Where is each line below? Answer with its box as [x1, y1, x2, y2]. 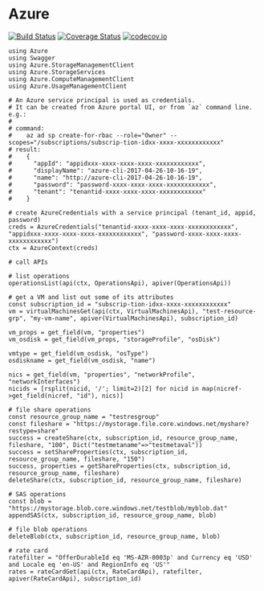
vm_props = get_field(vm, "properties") [8, 328, 146, 336]
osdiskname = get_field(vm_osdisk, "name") [8, 356, 156, 364]
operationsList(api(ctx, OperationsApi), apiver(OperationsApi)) [8, 279, 231, 287]
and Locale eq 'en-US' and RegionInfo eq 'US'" [8, 560, 171, 568]
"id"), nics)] [76, 392, 124, 400]
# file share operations [8, 405, 91, 414]
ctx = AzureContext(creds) [8, 244, 99, 252]
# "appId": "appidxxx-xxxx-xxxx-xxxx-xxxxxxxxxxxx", [8, 159, 206, 167]
